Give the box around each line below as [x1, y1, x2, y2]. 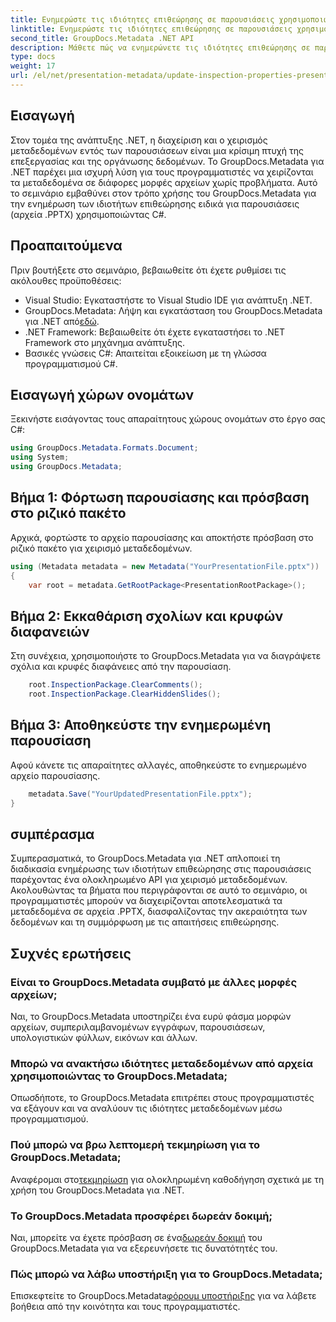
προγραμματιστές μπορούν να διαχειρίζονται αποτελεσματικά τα [10, 895, 283, 907]
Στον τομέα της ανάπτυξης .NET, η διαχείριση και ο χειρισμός [10, 134, 268, 146]
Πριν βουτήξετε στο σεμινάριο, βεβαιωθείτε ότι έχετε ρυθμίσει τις [10, 264, 287, 276]
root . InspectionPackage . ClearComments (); [28, 680, 203, 690]
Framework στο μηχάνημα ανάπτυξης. [24, 336, 186, 348]
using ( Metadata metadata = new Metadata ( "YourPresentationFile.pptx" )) [10, 561, 320, 571]
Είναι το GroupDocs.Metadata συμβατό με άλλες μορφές [10, 975, 298, 989]
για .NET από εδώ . [24, 315, 100, 327]
